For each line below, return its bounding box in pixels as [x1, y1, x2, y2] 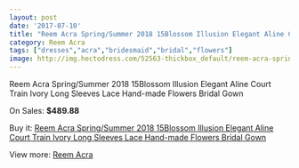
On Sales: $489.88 [9, 106, 80, 116]
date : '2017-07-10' [9, 21, 82, 30]
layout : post [9, 12, 58, 22]
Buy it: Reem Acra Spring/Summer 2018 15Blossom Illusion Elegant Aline [9, 123, 274, 133]
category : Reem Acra [9, 37, 86, 47]
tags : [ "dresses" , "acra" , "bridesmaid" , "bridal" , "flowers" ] [9, 46, 233, 55]
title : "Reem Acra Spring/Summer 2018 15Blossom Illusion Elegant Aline [9, 29, 285, 38]
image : [9, 54, 34, 63]
